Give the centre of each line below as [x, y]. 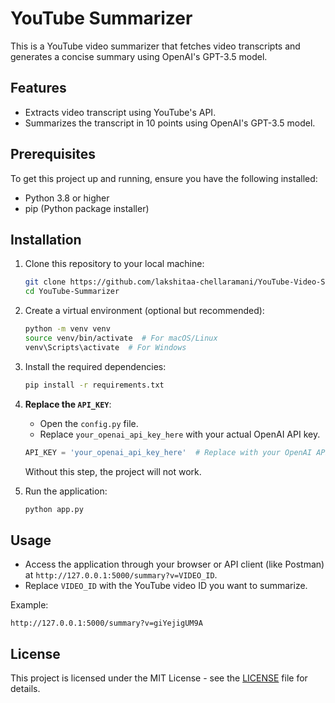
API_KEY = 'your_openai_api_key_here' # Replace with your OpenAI [168, 452]
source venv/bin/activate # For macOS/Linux [121, 338]
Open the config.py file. [89, 423]
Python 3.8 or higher [67, 198]
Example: [29, 605]
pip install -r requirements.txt [94, 385]
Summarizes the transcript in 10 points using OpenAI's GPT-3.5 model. [170, 123]
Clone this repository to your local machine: [114, 264]
